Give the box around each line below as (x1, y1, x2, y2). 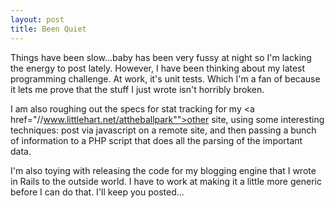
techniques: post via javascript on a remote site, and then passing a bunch (10, 124, 317, 136)
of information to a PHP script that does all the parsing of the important (10, 134, 303, 146)
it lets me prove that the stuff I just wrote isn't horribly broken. (10, 83, 265, 95)
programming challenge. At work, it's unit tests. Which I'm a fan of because (10, 72, 321, 85)
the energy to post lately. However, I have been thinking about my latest (10, 62, 306, 74)
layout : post (10, 14, 65, 25)
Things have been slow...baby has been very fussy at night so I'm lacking (10, 51, 312, 63)
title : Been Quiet (10, 24, 87, 34)
